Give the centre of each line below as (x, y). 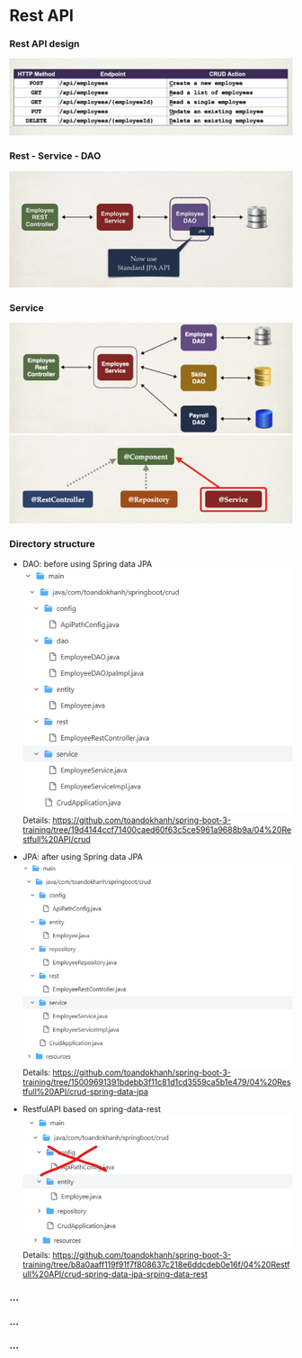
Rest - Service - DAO (55, 156)
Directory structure (53, 544)
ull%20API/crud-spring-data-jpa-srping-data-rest (115, 1274)
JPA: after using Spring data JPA (83, 857)
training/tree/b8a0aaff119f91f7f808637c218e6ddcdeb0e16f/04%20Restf (156, 1264)
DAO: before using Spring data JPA (87, 563)
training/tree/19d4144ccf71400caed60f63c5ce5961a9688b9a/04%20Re (157, 830)
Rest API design (44, 44)
